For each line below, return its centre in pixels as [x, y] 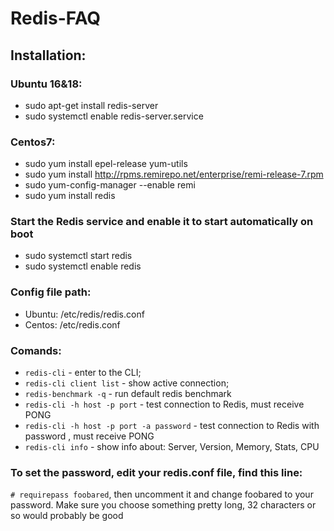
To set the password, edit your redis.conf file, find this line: [156, 472]
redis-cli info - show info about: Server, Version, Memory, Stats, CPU [172, 447]
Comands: [36, 350]
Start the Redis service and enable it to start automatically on [162, 222]
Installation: [48, 55]
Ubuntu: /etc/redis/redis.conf [84, 314]
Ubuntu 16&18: [46, 84]
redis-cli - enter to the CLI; [83, 373]
